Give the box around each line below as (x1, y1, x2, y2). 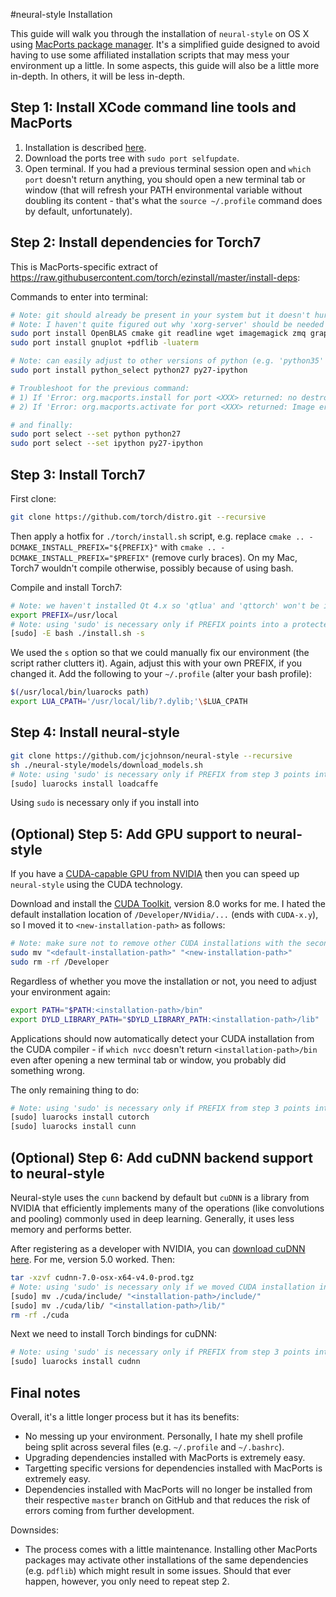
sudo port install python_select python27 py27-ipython (10, 365, 248, 375)
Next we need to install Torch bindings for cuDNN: (10, 1328, 218, 1340)
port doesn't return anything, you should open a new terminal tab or (24, 173, 306, 185)
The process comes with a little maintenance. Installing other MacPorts (24, 1543, 318, 1555)
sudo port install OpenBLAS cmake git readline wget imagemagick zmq (10, 329, 307, 339)
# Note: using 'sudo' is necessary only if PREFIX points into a (10, 619, 288, 629)
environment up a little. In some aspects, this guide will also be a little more (10, 60, 320, 71)
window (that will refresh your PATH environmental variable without (24, 184, 303, 196)
